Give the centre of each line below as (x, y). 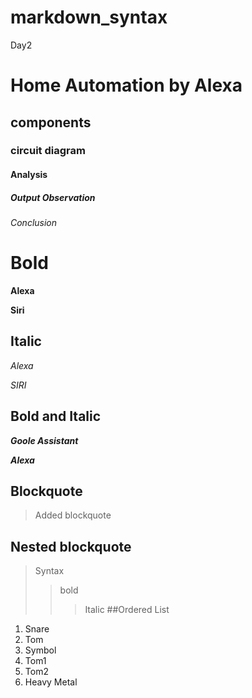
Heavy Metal (51, 682)
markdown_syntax (89, 17)
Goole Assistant (44, 440)
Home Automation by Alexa (126, 85)
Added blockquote (73, 515)
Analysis (29, 175)
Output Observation (53, 197)
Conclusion (34, 222)
